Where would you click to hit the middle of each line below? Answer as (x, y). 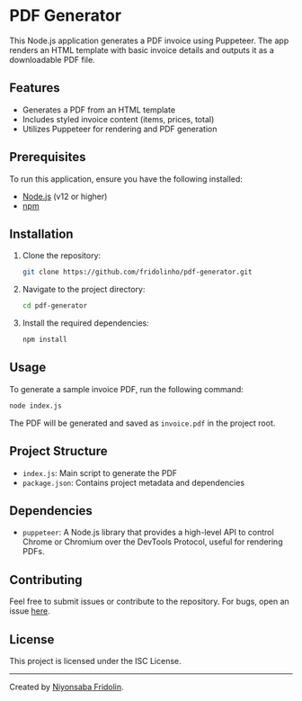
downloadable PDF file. (53, 59)
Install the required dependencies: (86, 323)
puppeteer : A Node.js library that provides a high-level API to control (148, 533)
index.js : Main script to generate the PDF (100, 472)
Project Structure (58, 451)
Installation (41, 234)
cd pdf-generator (55, 306)
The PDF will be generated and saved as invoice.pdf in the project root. (142, 423)
